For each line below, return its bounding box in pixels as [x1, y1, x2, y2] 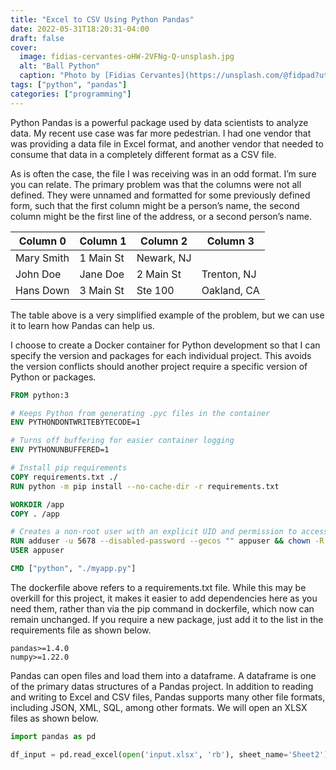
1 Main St [79, 251, 125, 265]
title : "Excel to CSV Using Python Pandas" [10, 14, 195, 25]
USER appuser [10, 546, 65, 556]
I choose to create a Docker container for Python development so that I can [10, 339, 321, 351]
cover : [10, 42, 38, 53]
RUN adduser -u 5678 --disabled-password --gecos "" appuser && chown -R [10, 536, 325, 546]
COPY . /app [10, 509, 60, 519]
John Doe [15, 267, 62, 281]
